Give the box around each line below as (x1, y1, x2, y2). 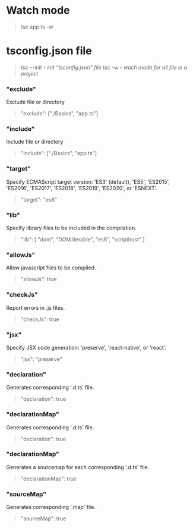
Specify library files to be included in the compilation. (6, 224, 137, 232)
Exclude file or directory (6, 99, 65, 106)
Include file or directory (6, 138, 64, 146)
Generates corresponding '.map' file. (6, 504, 96, 511)
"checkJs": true (20, 316, 59, 323)
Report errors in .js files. (6, 304, 65, 311)
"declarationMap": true (20, 475, 77, 482)
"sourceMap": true (20, 515, 67, 522)
